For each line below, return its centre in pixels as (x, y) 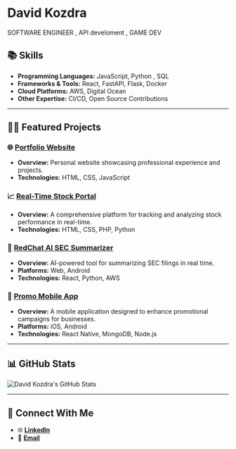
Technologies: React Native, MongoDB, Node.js (87, 334)
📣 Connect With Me (51, 413)
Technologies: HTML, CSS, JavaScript (73, 178)
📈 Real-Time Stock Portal (52, 197)
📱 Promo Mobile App (43, 296)
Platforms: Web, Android (54, 271)
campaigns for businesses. (57, 319)
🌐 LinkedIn (34, 430)
